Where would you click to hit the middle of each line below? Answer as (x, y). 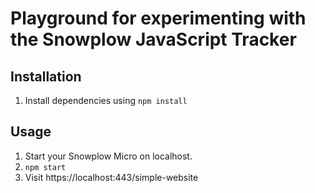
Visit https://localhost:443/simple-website (111, 177)
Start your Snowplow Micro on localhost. (108, 156)
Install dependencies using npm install (106, 100)
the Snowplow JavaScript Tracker (153, 39)
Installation (46, 76)
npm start (45, 167)
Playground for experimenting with (158, 18)
